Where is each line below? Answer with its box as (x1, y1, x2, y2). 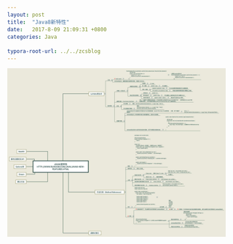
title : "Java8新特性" (7, 18, 70, 26)
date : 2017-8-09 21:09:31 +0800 (7, 26, 107, 33)
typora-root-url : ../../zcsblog (7, 48, 101, 55)
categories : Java (7, 33, 58, 40)
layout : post (7, 11, 45, 18)
